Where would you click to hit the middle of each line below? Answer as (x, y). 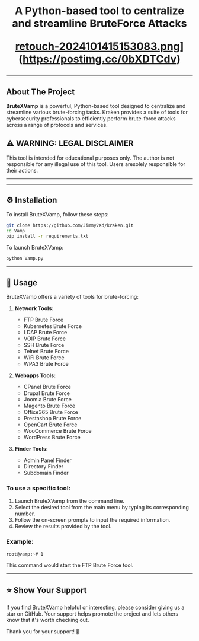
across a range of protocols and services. (57, 125)
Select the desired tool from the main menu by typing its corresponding (102, 508)
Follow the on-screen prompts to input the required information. (92, 520)
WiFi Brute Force (44, 358)
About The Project (41, 92)
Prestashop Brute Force (52, 418)
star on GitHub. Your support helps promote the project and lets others (92, 614)
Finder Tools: (31, 448)
